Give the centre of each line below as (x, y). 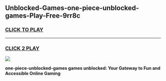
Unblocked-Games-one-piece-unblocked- (72, 8)
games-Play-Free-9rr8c (43, 16)
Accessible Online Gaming (33, 73)
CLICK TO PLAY (24, 30)
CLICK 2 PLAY (22, 48)
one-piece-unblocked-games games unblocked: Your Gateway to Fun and (83, 68)
